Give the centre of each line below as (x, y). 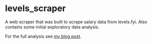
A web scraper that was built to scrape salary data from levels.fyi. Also (76, 22)
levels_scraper (35, 8)
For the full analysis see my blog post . (43, 36)
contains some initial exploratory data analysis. (52, 27)
